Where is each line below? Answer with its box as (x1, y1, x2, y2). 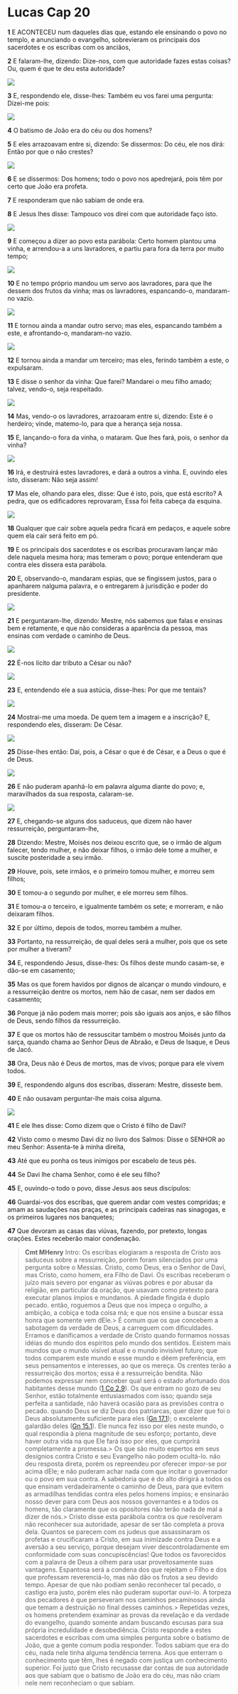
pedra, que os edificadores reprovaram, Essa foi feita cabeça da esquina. (7, 496, 222, 505)
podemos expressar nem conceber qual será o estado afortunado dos (24, 1376, 230, 1385)
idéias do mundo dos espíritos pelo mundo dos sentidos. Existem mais (24, 1338, 232, 1347)
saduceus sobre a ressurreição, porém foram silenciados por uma (24, 1255, 218, 1264)
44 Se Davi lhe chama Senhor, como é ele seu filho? (7, 1170, 161, 1178)
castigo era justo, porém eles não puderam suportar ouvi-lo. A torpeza (24, 1587, 232, 1597)
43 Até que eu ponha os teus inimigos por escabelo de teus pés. (7, 1156, 197, 1165)
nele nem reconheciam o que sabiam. (24, 1678, 135, 1687)
